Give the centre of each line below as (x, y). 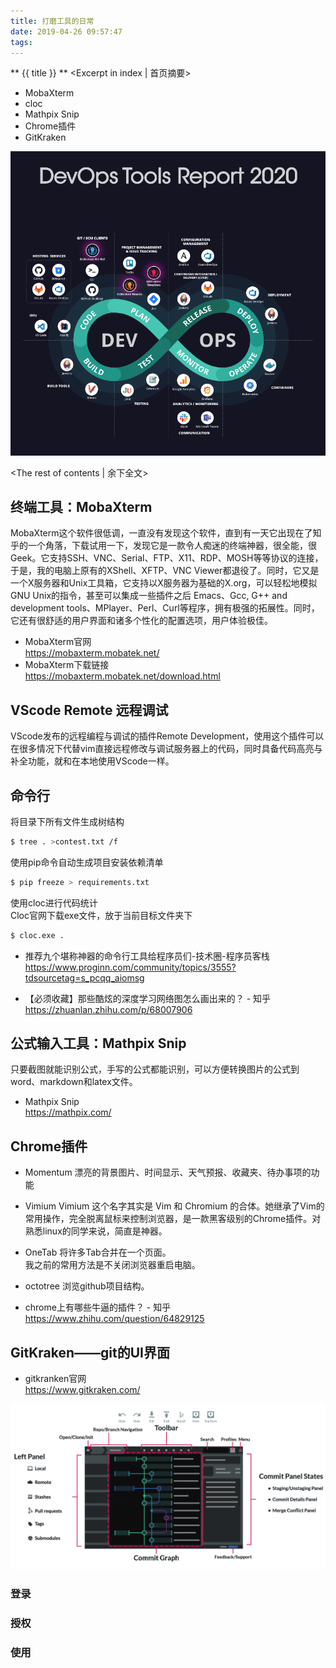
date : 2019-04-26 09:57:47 (66, 31)
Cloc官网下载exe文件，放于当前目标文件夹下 (101, 915)
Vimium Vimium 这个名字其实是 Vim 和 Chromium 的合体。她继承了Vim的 (174, 1206)
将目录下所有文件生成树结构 (67, 822)
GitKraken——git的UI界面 (90, 1352)
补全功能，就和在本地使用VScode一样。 (92, 761)
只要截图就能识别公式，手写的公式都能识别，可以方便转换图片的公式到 (155, 1069)
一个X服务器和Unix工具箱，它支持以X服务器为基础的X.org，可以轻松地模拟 (164, 583)
